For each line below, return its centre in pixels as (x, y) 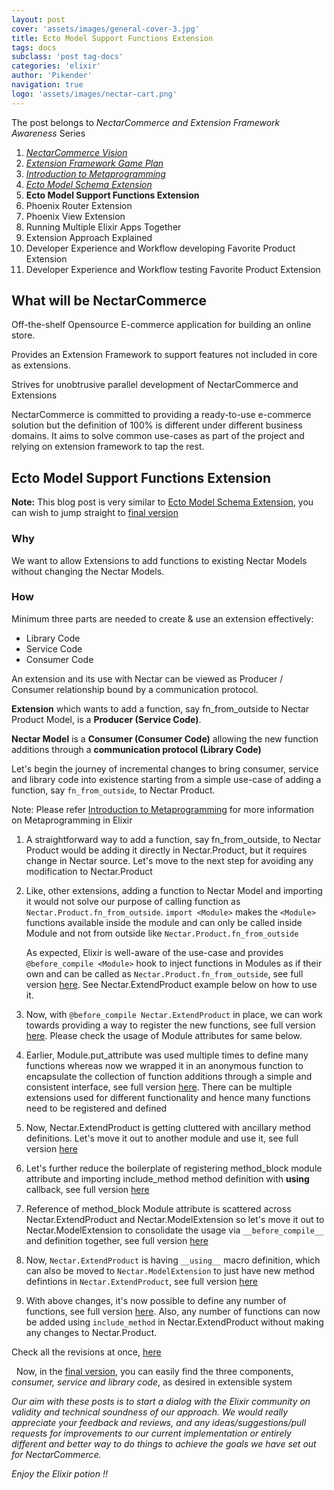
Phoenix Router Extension (79, 205)
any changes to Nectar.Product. (91, 1332)
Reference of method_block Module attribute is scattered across (158, 1208)
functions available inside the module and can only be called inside (164, 922)
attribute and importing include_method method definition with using (167, 1178)
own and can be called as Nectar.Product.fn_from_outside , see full (164, 973)
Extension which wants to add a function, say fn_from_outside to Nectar (160, 708)
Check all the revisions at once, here (86, 1352)
